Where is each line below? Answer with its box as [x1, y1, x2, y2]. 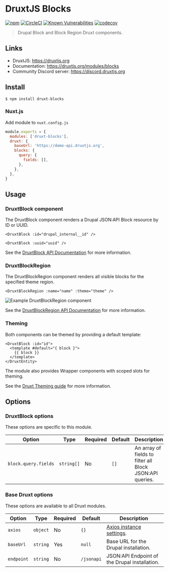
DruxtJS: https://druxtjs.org [12, 58, 69, 64]
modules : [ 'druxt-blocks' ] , [10, 134, 69, 139]
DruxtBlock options [5, 412, 54, 420]
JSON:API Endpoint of [106, 552, 158, 559]
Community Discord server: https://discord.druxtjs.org [12, 68, 125, 74]
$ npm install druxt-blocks [5, 96, 64, 101]
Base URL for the [106, 538, 147, 545]
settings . [106, 530, 127, 537]
